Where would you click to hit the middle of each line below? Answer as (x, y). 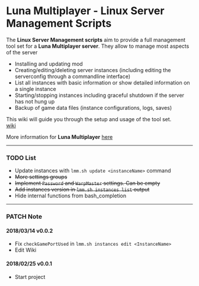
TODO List (21, 158)
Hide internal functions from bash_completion (70, 196)
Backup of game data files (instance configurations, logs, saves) (93, 108)
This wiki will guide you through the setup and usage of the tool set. (89, 119)
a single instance (35, 89)
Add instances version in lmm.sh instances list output (82, 190)
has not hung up (35, 101)
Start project (30, 277)
